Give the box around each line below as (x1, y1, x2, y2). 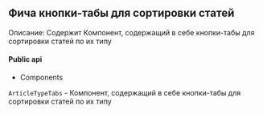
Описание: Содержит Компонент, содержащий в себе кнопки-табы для (8, 27, 255, 37)
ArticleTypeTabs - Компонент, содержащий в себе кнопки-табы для (8, 88, 241, 98)
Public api (8, 55, 43, 64)
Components (19, 72, 64, 83)
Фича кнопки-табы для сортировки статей (8, 6, 235, 20)
